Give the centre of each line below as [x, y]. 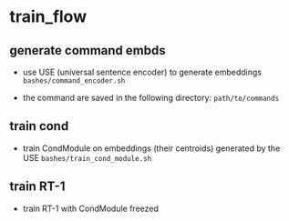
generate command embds [88, 50]
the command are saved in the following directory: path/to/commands [151, 98]
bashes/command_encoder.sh [74, 81]
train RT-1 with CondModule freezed [91, 208]
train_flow [48, 17]
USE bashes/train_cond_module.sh [87, 157]
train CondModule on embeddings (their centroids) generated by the [151, 148]
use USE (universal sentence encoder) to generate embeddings [142, 72]
